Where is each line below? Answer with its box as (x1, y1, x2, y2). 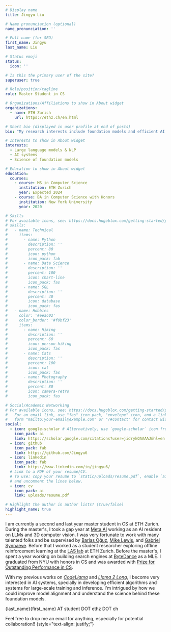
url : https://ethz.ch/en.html (14, 115, 79, 120)
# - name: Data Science (5, 261, 70, 266)
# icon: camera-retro (5, 389, 70, 394)
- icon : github (10, 441, 42, 446)
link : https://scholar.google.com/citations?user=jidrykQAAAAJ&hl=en (14, 436, 165, 441)
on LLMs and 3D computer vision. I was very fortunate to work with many (5, 532, 159, 538)
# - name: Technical (5, 227, 53, 233)
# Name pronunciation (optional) (5, 21, 76, 27)
